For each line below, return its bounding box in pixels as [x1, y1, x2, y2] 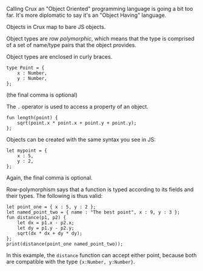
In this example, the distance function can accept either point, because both [6, 252, 197, 259]
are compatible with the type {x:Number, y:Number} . [6, 258, 135, 265]
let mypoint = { [6, 148, 47, 154]
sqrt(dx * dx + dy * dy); [17, 230, 83, 237]
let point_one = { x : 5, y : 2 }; [6, 204, 96, 210]
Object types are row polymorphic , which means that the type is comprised [6, 35, 195, 42]
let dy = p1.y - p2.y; [17, 225, 75, 231]
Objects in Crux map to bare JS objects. [6, 24, 106, 30]
